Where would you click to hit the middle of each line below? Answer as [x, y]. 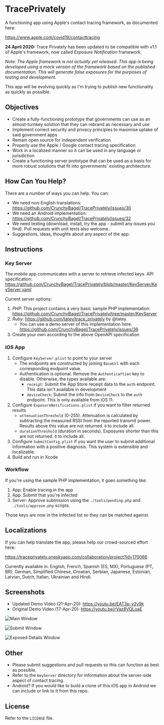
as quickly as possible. [28, 92]
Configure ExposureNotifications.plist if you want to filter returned [81, 405]
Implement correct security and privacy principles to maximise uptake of [85, 129]
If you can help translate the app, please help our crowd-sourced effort [76, 542]
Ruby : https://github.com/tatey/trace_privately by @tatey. [70, 319]
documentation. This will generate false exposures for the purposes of [76, 72]
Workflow [17, 470]
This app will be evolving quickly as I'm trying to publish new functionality [79, 86]
